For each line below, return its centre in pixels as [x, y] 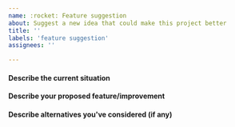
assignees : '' [32, 46]
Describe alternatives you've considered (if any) [90, 114]
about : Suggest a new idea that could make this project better [117, 23]
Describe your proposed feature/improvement [87, 96]
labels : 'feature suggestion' [59, 38]
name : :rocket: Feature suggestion [68, 16]
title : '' [25, 30]
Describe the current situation [59, 77]
